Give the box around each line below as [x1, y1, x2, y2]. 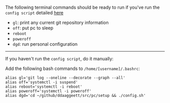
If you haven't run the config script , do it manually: [5, 56, 114, 61]
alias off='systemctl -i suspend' [5, 80, 78, 85]
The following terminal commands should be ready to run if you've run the [5, 5, 160, 10]
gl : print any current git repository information [12, 20, 109, 25]
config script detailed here [5, 10, 64, 16]
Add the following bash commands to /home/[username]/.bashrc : [5, 65, 140, 72]
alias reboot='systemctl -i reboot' [5, 84, 82, 89]
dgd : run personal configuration [12, 41, 78, 47]
